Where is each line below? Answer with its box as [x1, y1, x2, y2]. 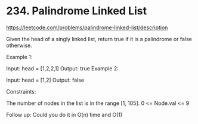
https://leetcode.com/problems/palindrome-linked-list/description [6, 24, 168, 31]
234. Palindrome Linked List [6, 4, 147, 18]
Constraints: [6, 88, 36, 95]
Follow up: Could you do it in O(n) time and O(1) [6, 111, 123, 118]
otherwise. [6, 42, 33, 49]
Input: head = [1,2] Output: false [6, 76, 85, 83]
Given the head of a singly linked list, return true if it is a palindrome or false [6, 35, 193, 42]
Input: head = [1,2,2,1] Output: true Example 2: [6, 64, 119, 72]
